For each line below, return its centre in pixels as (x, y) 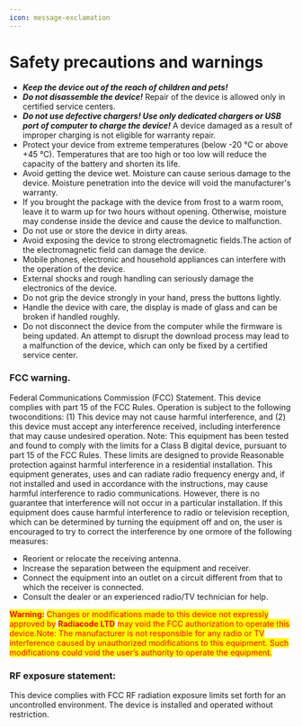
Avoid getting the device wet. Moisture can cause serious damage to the (156, 173)
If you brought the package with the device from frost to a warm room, (153, 202)
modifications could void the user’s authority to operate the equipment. (141, 652)
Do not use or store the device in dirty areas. (105, 230)
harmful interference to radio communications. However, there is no (135, 493)
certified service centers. (69, 106)
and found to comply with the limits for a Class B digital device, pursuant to (148, 445)
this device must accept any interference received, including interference (145, 426)
